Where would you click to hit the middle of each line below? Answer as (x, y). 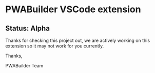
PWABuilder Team (24, 66)
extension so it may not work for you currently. (55, 46)
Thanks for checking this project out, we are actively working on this (78, 40)
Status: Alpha (28, 28)
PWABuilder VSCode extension (73, 9)
